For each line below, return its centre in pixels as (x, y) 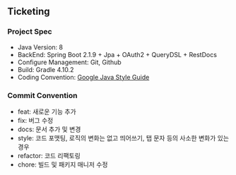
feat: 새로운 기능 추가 (47, 111)
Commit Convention (42, 95)
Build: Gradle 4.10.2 (46, 69)
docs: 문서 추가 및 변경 (49, 129)
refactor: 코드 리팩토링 (49, 155)
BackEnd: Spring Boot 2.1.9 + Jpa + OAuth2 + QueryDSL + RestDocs (117, 54)
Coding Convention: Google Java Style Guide (83, 77)
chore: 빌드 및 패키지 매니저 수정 (63, 164)
